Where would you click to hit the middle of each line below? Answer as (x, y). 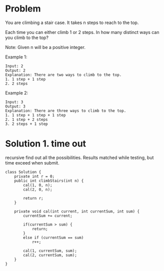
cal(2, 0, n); (38, 189)
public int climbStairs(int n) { (49, 180)
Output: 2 (15, 70)
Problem (23, 9)
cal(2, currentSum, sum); (50, 255)
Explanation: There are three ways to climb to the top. (66, 110)
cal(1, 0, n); (38, 185)
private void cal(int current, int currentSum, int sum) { (77, 211)
